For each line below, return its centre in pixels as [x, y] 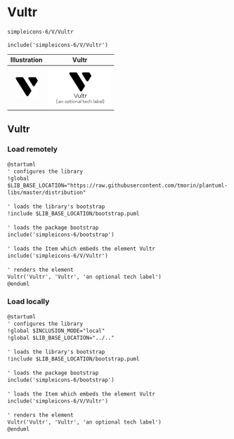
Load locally [28, 301]
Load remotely [33, 149]
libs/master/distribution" [47, 192]
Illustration [27, 60]
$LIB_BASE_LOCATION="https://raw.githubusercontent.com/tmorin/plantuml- [118, 185]
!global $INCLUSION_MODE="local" [56, 331]
